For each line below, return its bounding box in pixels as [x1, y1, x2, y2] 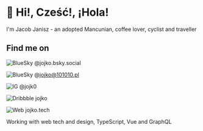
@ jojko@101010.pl [34, 71, 79, 78]
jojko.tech [25, 106, 50, 113]
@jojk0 [19, 82, 37, 90]
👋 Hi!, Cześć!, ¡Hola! [6, 5, 109, 19]
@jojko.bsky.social [34, 59, 81, 66]
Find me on [6, 43, 49, 53]
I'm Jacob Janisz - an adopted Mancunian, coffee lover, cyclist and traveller [6, 25, 197, 33]
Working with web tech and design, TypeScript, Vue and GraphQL [6, 118, 172, 125]
